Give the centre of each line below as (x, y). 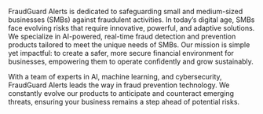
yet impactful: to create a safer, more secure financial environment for (121, 53)
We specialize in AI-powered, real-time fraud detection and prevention (122, 36)
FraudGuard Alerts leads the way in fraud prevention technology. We (119, 85)
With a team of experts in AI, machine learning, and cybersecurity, (115, 77)
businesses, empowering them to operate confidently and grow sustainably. (131, 61)
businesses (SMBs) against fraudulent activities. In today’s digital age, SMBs (131, 20)
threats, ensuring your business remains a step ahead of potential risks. (124, 102)
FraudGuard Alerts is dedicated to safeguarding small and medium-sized (126, 11)
